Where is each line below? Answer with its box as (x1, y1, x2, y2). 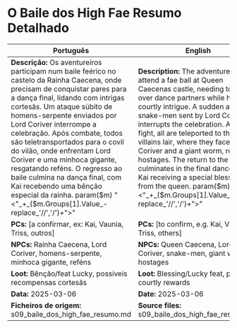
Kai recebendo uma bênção (11, 181, 102, 191)
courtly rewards (138, 277, 190, 287)
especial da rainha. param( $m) (11, 189, 113, 199)
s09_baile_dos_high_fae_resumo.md (11, 309, 132, 319)
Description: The (138, 66, 195, 76)
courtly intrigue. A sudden (138, 101, 224, 111)
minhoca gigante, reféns (11, 257, 92, 266)
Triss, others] (138, 228, 182, 238)
